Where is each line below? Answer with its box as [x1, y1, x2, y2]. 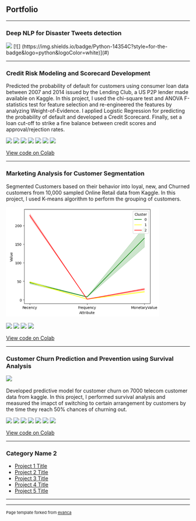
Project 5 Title [14, 488, 48, 495]
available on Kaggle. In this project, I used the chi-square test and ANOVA [6, 95, 183, 102]
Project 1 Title [14, 463, 48, 470]
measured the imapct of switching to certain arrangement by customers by [6, 400, 187, 406]
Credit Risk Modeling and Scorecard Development [6, 70, 150, 78]
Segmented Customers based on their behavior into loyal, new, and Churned [6, 182, 190, 189]
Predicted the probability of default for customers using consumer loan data [6, 82, 189, 89]
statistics [6, 101, 28, 108]
